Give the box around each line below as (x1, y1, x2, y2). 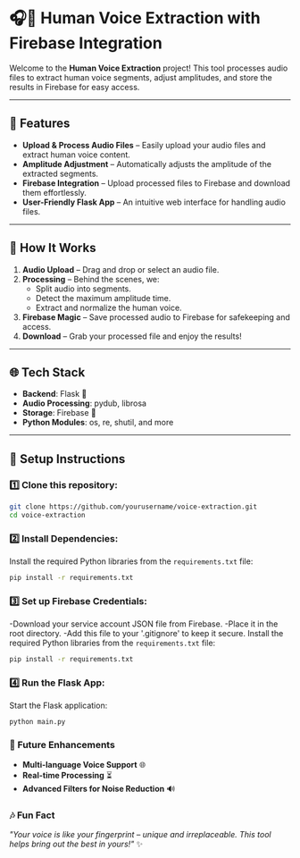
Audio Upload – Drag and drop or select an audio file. (21, 264, 220, 274)
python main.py (9, 718, 66, 727)
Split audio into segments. (35, 283, 132, 294)
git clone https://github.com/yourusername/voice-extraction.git (9, 502, 257, 511)
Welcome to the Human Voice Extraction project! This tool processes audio (9, 63, 288, 73)
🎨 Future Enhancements (9, 739, 116, 752)
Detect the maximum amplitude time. (35, 292, 171, 303)
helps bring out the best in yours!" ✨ (9, 838, 144, 849)
